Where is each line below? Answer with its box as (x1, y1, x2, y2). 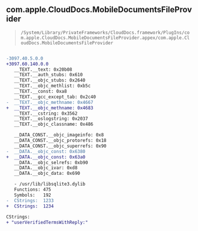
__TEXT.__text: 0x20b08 (14, 66, 72, 73)
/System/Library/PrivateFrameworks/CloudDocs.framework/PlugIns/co (20, 30, 190, 35)
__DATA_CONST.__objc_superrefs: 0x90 (14, 143, 107, 149)
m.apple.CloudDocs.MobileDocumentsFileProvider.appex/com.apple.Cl (20, 35, 190, 41)
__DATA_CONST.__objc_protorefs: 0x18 (14, 138, 107, 144)
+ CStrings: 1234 (6, 203, 54, 209)
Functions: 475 (14, 187, 51, 193)
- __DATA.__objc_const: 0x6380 (6, 148, 85, 154)
